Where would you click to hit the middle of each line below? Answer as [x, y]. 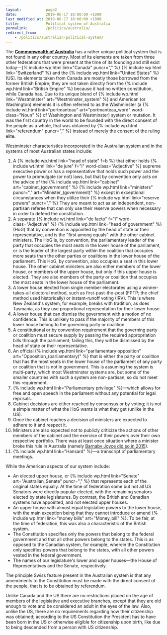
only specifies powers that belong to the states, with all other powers [83, 549]
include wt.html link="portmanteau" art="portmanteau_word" [68, 109]
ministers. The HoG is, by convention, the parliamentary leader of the [83, 240]
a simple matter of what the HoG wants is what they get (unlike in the [83, 409]
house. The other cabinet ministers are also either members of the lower [87, 266]
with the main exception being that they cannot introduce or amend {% [85, 513]
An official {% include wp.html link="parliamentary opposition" [77, 351]
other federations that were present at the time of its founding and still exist [83, 62]
